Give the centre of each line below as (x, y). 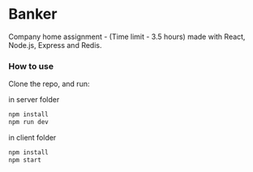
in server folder (34, 100)
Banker (33, 14)
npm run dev (28, 123)
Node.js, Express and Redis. (56, 45)
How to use (31, 66)
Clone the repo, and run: (49, 84)
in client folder (32, 137)
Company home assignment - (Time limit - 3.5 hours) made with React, (127, 37)
